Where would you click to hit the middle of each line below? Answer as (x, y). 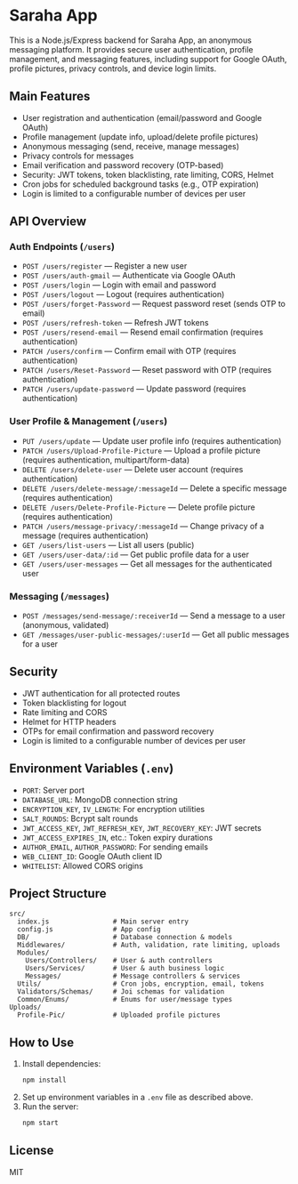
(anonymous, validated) (65, 625)
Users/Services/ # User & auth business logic (125, 969)
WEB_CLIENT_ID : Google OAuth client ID (92, 856)
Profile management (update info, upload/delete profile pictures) (140, 137)
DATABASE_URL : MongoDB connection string (100, 799)
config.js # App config (89, 930)
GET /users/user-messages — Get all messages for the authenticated (147, 564)
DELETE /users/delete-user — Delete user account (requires (133, 469)
